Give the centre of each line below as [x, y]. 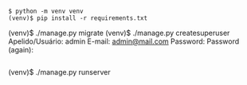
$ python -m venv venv [46, 11]
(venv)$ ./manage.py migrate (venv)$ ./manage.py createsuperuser [119, 33]
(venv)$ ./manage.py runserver [59, 72]
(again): [21, 50]
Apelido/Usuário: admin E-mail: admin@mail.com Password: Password [124, 41]
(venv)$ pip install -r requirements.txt [78, 18]
